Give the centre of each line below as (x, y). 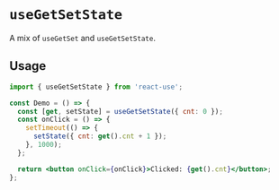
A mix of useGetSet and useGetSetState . (82, 38)
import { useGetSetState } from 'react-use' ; (96, 87)
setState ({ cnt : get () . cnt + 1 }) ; (100, 136)
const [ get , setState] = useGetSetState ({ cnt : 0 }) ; (120, 111)
